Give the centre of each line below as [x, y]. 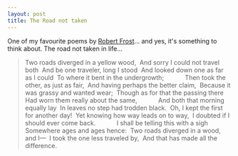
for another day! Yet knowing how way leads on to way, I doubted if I [127, 115]
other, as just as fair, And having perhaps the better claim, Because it [128, 85]
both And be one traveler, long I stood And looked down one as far [124, 70]
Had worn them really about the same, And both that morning [124, 100]
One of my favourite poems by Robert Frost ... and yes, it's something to [112, 41]
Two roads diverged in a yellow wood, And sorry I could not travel [122, 62]
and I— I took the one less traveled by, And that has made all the [121, 138]
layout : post [27, 14]
